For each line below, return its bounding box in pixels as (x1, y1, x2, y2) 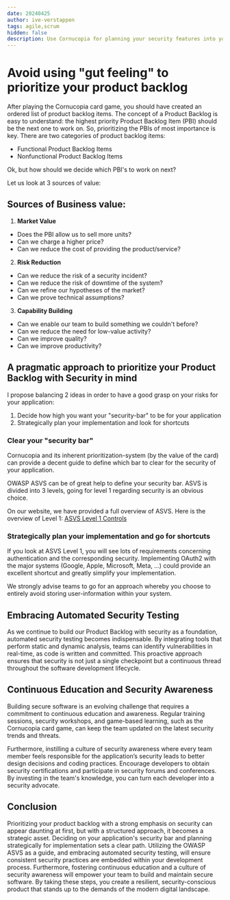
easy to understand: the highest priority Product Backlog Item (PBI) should (7, 117, 218, 126)
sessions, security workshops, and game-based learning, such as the (7, 717, 204, 725)
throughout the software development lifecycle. (7, 664, 141, 673)
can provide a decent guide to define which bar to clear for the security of (7, 458, 216, 467)
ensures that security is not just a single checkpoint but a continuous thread (7, 657, 221, 665)
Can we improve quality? (16, 334, 87, 343)
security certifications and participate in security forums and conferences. (7, 766, 217, 774)
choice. (7, 494, 29, 502)
